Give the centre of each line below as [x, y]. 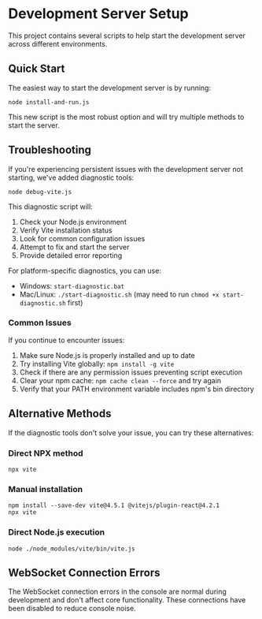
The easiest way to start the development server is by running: [109, 88]
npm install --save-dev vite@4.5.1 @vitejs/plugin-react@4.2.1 [114, 505]
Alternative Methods [60, 414]
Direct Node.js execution [57, 532]
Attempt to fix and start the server [74, 247]
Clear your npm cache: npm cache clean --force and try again [120, 380]
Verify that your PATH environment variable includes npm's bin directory [137, 389]
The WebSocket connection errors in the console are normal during [117, 591]
